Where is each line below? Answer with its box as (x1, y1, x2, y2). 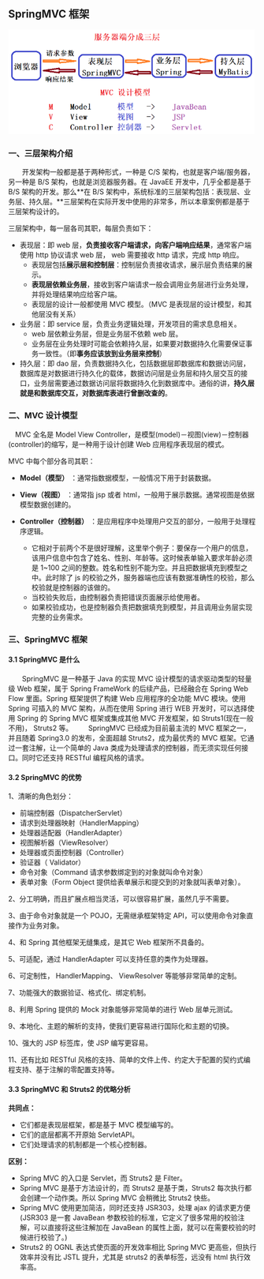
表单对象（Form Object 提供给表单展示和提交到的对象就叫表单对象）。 (19, 877, 245, 887)
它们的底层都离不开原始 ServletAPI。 (19, 1130, 139, 1139)
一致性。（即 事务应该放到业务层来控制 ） (38, 349, 167, 358)
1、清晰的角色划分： (8, 792, 73, 801)
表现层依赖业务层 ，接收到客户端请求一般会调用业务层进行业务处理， (31, 279, 253, 290)
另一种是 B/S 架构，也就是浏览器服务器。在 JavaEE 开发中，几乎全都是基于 (8, 177, 252, 187)
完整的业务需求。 (31, 612, 87, 621)
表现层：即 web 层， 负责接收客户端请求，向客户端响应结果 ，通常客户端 (19, 240, 252, 250)
